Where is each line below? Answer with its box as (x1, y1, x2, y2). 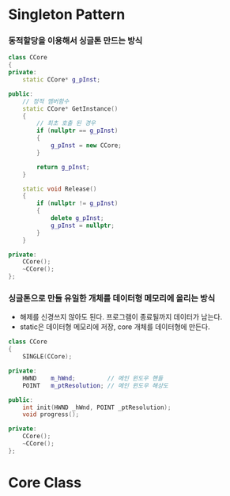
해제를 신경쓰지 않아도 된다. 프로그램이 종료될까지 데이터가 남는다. (19, 312, 223, 322)
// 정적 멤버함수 (22, 97, 70, 105)
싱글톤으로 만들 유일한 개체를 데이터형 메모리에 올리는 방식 (8, 293, 216, 304)
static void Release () (22, 184, 97, 193)
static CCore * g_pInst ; (22, 76, 101, 84)
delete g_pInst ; (50, 214, 104, 222)
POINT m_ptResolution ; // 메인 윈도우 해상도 (22, 381, 168, 389)
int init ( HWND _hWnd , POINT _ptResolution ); (22, 403, 172, 411)
